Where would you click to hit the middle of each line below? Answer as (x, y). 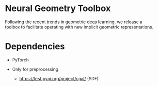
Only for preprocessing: (36, 69)
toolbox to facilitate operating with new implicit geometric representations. (79, 27)
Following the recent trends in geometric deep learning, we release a (74, 22)
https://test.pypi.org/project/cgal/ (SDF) (59, 78)
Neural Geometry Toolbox (58, 8)
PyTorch (20, 60)
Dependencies (35, 47)
